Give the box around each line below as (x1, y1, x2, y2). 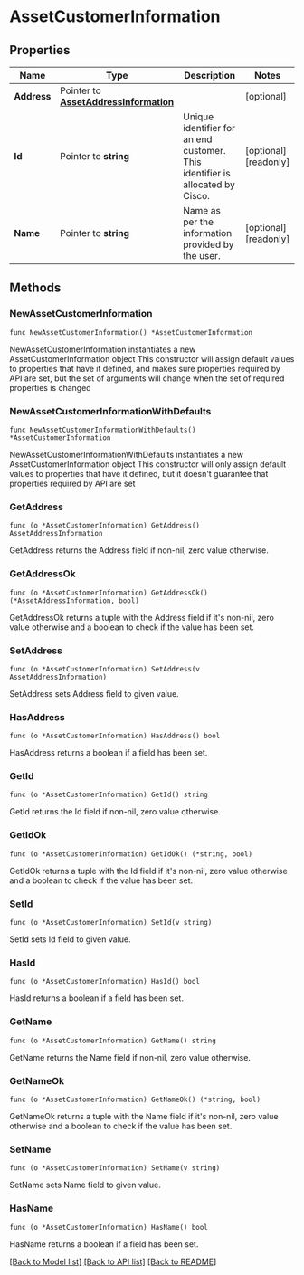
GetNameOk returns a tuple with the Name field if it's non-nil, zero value (9, 1110, 279, 1121)
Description (184, 70, 236, 81)
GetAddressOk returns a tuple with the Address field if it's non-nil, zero (9, 612, 274, 623)
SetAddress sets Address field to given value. (9, 688, 179, 699)
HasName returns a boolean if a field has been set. (9, 1238, 199, 1250)
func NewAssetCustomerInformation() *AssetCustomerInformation (9, 328, 253, 337)
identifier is (183, 167, 231, 179)
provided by (183, 238, 234, 251)
